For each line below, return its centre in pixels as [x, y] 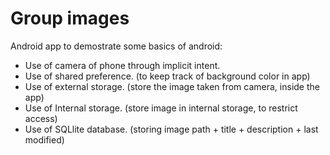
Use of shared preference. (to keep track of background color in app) [167, 76]
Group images [70, 18]
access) [41, 118]
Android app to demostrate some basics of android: [116, 46]
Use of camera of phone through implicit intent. [122, 65]
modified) [44, 139]
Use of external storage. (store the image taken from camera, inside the [172, 86]
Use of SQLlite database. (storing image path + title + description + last [171, 129]
